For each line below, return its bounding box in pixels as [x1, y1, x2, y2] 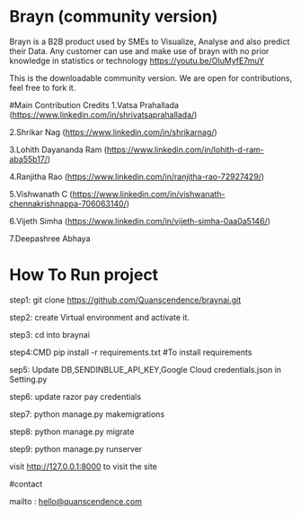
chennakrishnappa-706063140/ [9, 198, 128, 209]
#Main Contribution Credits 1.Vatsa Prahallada [9, 99, 180, 110]
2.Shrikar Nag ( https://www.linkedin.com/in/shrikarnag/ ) [9, 126, 217, 137]
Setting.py [9, 374, 48, 385]
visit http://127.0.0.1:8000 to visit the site [9, 461, 157, 472]
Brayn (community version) [9, 6, 218, 27]
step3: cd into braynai [9, 329, 91, 339]
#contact [9, 478, 43, 489]
